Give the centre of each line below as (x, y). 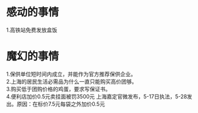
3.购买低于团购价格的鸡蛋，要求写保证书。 (58, 89)
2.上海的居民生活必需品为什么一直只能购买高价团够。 (72, 81)
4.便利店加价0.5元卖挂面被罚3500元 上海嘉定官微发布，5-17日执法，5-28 (97, 96)
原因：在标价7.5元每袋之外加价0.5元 (61, 104)
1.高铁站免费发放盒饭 (32, 30)
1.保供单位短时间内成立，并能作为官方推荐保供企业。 (71, 74)
